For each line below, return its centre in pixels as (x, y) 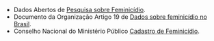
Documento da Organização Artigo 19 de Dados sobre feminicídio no (110, 17)
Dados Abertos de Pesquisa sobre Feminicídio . (79, 10)
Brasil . (23, 24)
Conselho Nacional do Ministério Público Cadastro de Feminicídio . (107, 31)
